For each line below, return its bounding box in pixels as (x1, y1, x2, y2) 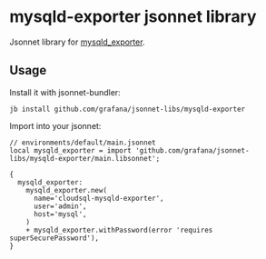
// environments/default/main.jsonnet (9, 138, 156, 147)
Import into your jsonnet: (9, 120, 102, 131)
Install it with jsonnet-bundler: (9, 86, 121, 97)
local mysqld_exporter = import (9, 145, 132, 155)
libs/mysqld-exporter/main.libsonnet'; (9, 154, 161, 163)
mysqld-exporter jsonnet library (9, 6, 257, 27)
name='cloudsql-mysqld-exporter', (33, 194, 165, 203)
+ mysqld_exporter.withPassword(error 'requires (25, 225, 213, 234)
